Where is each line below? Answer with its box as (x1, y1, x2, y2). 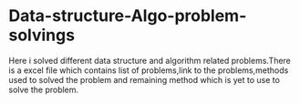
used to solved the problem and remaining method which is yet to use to (8, 74, 280, 85)
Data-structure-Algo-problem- (8, 5, 247, 26)
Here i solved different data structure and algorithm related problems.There (8, 55, 291, 66)
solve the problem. (8, 84, 79, 95)
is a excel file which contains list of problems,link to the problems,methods (8, 65, 289, 76)
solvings (8, 25, 75, 46)
